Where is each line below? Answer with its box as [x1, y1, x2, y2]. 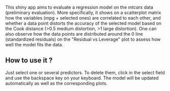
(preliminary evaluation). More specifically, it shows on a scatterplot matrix [5, 10, 161, 16]
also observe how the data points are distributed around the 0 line [5, 31, 143, 37]
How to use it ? [5, 56, 53, 65]
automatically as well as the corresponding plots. [5, 80, 108, 86]
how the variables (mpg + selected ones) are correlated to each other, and [5, 15, 161, 21]
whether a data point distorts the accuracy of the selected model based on [5, 20, 161, 26]
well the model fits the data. [5, 42, 63, 47]
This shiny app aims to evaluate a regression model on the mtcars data [5, 5, 153, 10]
